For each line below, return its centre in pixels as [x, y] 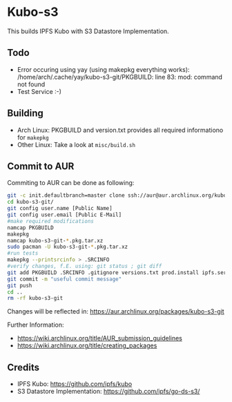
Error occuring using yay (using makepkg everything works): [103, 69]
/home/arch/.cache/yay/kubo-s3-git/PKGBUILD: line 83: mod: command [120, 77]
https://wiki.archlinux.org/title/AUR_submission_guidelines [100, 338]
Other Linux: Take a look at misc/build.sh [76, 144]
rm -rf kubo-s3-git [35, 298]
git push [20, 285]
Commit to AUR [41, 166]
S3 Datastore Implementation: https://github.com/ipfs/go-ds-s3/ [108, 392]
